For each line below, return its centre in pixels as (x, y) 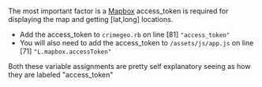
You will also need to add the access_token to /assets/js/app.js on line (137, 42)
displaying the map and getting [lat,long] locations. (91, 19)
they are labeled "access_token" (61, 74)
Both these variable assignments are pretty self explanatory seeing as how (129, 66)
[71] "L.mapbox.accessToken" (65, 51)
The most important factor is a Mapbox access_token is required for (118, 11)
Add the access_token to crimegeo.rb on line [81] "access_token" (125, 34)
